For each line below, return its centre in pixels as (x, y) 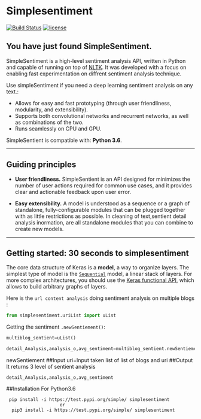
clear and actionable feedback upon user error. (73, 192)
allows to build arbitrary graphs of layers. (57, 287)
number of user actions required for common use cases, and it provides (103, 185)
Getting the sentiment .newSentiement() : (56, 327)
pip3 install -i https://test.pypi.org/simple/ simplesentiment (93, 410)
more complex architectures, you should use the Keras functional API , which (100, 280)
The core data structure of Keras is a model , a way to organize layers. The (98, 268)
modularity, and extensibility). (51, 110)
